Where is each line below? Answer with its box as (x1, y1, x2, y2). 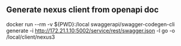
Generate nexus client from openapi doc (6, 5, 159, 15)
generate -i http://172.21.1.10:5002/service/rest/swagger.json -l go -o (6, 27, 175, 34)
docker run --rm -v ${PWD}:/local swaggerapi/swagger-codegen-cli (6, 20, 175, 27)
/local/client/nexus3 (6, 33, 56, 41)
